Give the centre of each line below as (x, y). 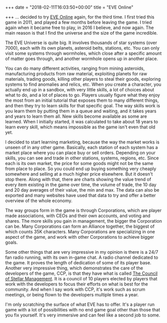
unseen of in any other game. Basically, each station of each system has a (82, 147)
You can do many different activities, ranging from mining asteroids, (75, 68)
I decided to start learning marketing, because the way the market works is (82, 142)
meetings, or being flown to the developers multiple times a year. (72, 295)
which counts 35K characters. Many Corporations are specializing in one (80, 232)
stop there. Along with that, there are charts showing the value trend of (78, 179)
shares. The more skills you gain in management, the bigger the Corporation (84, 221)
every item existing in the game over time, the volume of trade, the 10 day (81, 185)
